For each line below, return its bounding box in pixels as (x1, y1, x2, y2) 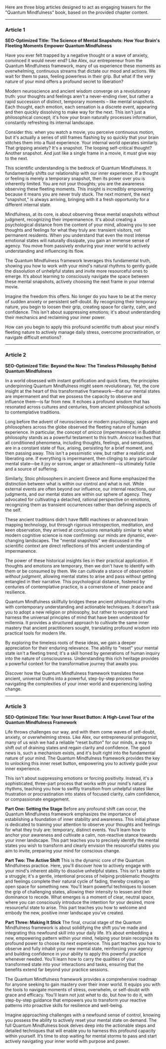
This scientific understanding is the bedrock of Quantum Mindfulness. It (5, 165, 152, 171)
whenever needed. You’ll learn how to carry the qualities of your (5, 956, 136, 962)
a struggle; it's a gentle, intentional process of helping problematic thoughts (5, 873, 160, 879)
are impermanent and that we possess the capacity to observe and (5, 393, 142, 399)
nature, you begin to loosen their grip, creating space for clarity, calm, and (5, 304, 157, 310)
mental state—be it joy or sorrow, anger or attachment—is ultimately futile (5, 460, 156, 466)
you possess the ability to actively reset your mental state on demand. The (5, 1017, 157, 1023)
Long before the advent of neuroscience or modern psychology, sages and (5, 418, 158, 424)
